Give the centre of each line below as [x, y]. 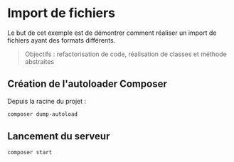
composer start [30, 153]
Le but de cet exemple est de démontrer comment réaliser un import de [112, 33]
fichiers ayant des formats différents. [62, 40]
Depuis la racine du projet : [47, 101]
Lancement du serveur [59, 136]
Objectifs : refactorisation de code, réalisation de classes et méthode [126, 54]
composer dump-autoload [43, 114]
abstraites [39, 61]
